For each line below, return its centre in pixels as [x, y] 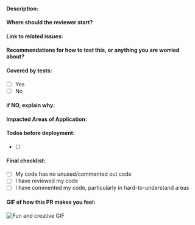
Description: [22, 9]
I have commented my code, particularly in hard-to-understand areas [102, 188]
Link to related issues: [35, 36]
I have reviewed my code [47, 181]
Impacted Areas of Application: [47, 119]
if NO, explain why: [31, 105]
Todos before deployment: [41, 133]
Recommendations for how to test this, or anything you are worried [93, 50]
